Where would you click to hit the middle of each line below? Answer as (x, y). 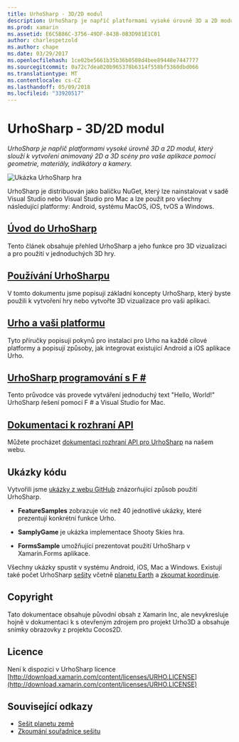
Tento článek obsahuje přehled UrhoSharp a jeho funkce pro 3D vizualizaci (117, 246)
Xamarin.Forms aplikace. (54, 553)
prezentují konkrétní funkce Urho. (67, 518)
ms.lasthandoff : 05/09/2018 (49, 87)
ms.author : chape (33, 47)
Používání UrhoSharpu (59, 276)
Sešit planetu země (46, 723)
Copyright (30, 597)
